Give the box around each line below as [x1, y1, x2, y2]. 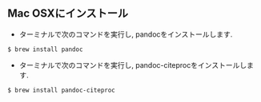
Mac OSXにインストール [7, 6, 129, 21]
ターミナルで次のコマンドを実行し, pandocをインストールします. [18, 29, 233, 39]
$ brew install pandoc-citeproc [7, 86, 115, 94]
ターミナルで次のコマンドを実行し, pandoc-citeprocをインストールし [18, 60, 247, 69]
